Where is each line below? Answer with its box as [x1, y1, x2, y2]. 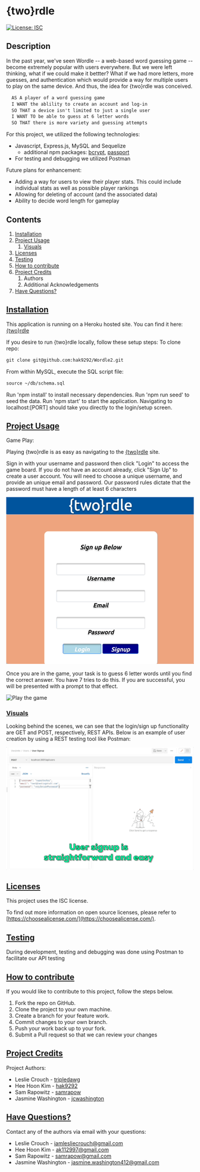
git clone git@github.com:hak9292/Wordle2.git [6, 357, 124, 363]
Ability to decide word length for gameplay [14, 197, 120, 204]
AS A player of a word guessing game [11, 94, 105, 101]
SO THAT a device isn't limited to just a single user [11, 107, 151, 113]
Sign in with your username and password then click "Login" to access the [6, 460, 189, 467]
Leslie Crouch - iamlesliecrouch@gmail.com [14, 1139, 123, 1147]
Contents [6, 214, 42, 224]
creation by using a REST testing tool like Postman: [6, 736, 131, 743]
